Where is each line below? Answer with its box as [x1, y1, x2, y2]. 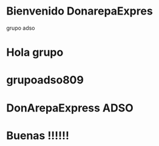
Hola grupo [6, 45, 64, 59]
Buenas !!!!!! [6, 128, 70, 142]
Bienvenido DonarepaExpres [6, 4, 153, 18]
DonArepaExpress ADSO [6, 101, 134, 114]
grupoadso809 [6, 73, 84, 87]
